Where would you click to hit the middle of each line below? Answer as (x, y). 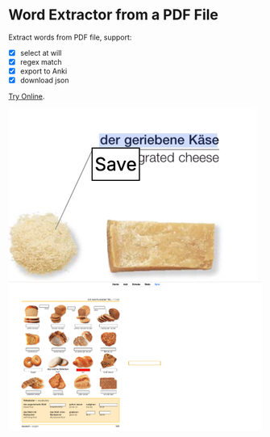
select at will (41, 53)
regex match (41, 62)
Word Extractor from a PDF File (114, 15)
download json (44, 80)
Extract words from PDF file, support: (70, 37)
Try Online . (27, 97)
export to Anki (44, 71)
